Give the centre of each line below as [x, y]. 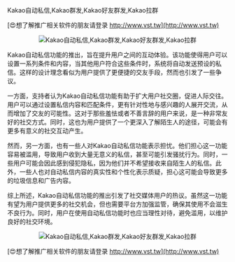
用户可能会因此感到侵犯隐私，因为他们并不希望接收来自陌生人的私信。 [114, 163]
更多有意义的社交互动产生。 [47, 131]
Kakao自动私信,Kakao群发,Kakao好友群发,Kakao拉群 [83, 10]
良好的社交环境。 [32, 221]
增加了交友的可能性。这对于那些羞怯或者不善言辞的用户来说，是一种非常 [117, 113]
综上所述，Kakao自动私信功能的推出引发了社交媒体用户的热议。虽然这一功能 [117, 195]
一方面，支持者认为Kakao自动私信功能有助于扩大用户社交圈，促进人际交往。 [117, 96]
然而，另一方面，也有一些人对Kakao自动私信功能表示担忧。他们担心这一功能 [117, 146]
